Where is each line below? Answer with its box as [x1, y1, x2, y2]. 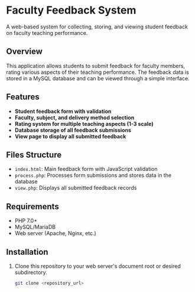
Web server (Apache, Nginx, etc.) [14, 230, 96, 237]
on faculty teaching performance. [6, 29, 88, 36]
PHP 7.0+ [14, 217, 37, 225]
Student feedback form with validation [14, 108, 112, 115]
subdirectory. [14, 269, 47, 275]
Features [6, 92, 40, 102]
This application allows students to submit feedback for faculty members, [6, 62, 185, 69]
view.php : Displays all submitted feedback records [14, 184, 137, 192]
